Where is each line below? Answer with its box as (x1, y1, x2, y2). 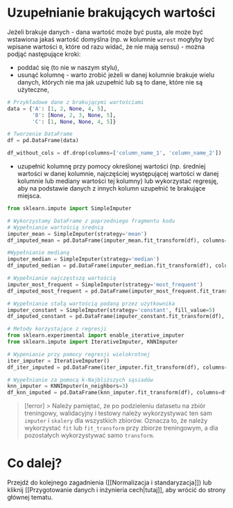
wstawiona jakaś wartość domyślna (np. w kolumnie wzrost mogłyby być (7, 35, 215, 43)
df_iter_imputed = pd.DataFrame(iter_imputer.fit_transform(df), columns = (7, 364, 228, 371)
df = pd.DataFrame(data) (7, 137, 79, 144)
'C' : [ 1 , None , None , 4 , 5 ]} (32, 118, 116, 125)
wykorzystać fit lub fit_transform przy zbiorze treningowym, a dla (24, 424, 218, 432)
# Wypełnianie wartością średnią (7, 224, 104, 231)
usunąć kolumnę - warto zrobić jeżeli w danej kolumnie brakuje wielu (17, 71, 215, 79)
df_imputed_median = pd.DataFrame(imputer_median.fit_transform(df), (7, 262, 213, 270)
